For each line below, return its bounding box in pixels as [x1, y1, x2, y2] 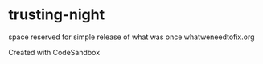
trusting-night [8, 6, 105, 24]
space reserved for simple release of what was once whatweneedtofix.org [8, 32, 255, 42]
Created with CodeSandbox [8, 47, 101, 57]
